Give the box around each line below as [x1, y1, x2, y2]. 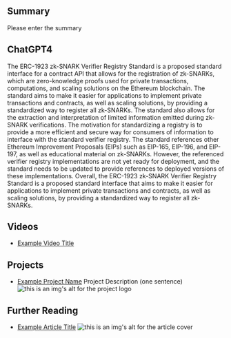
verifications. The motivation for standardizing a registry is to [29, 120, 203, 129]
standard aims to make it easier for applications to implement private [7, 91, 202, 99]
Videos [7, 221, 39, 233]
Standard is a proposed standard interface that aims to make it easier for [7, 179, 214, 187]
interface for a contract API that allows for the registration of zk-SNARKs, [7, 69, 215, 78]
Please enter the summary [7, 23, 82, 32]
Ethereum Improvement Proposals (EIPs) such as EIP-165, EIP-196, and [7, 142, 208, 151]
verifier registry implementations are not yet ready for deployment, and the [7, 157, 219, 165]
